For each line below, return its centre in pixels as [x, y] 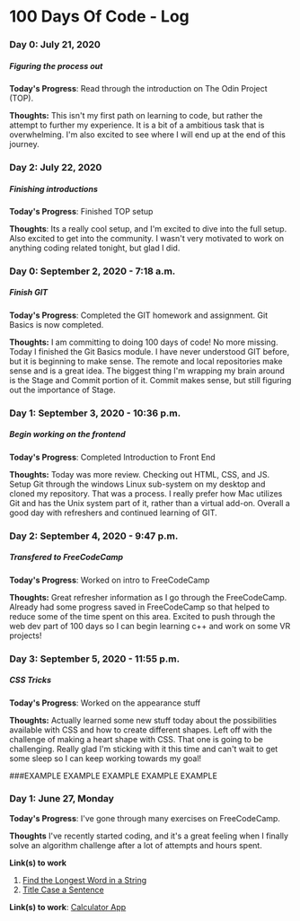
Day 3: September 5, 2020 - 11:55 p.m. [95, 659]
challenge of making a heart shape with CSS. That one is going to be [136, 739]
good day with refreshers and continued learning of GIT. [113, 513]
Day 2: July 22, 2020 [56, 167]
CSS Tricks [31, 680]
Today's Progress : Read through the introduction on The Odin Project [138, 89]
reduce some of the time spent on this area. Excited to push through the [142, 616]
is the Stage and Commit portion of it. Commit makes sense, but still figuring [150, 380]
